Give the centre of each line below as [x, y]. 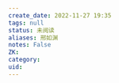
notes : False [30, 45]
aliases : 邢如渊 [33, 38]
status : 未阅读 [31, 30]
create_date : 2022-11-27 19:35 [60, 15]
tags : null [26, 23]
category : [25, 60]
